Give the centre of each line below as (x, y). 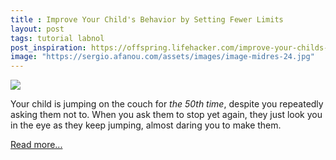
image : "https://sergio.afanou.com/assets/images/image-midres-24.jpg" (162, 57)
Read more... (36, 145)
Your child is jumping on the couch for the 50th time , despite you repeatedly (167, 104)
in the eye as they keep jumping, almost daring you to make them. (146, 125)
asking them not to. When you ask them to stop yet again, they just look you (166, 115)
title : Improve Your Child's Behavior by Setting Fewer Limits (147, 19)
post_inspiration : (48, 47)
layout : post (37, 29)
